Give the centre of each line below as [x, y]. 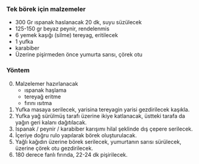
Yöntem [18, 70]
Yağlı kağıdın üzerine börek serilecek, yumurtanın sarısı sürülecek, [98, 142]
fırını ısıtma [38, 103]
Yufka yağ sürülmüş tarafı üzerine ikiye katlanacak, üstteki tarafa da [100, 116]
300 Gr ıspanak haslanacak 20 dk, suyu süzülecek [78, 22]
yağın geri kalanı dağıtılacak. [51, 122]
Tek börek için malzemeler [46, 9]
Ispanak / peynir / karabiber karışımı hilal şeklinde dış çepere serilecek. [104, 129]
